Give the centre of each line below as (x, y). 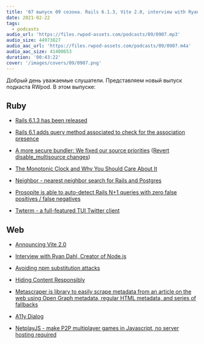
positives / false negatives (48, 199)
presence (27, 139)
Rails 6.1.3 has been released (51, 121)
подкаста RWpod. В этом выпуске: (51, 86)
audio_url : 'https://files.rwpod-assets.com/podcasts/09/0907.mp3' (93, 35)
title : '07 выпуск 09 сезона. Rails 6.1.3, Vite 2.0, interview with (96, 12)
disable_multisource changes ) (53, 157)
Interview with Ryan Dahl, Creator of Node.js (71, 256)
